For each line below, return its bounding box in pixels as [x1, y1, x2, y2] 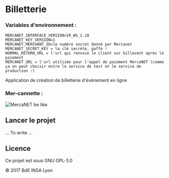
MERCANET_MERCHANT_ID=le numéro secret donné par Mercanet [5, 42, 133, 47]
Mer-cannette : [5, 90, 43, 97]
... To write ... [5, 129, 33, 136]
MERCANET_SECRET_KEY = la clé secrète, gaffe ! [5, 47, 108, 52]
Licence [5, 144, 31, 153]
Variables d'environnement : [5, 22, 77, 29]
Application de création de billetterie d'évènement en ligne [5, 77, 128, 83]
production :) [5, 68, 35, 74]
